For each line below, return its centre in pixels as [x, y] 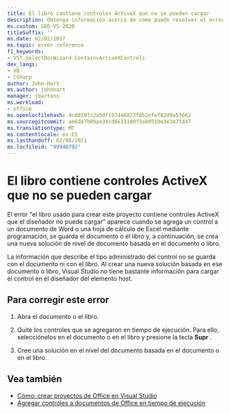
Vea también [35, 379]
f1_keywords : [26, 52]
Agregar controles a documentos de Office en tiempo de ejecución [111, 403]
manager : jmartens [33, 96]
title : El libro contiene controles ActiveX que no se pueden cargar [108, 13]
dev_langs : [23, 64]
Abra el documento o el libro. [58, 316]
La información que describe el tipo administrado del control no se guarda [112, 257]
